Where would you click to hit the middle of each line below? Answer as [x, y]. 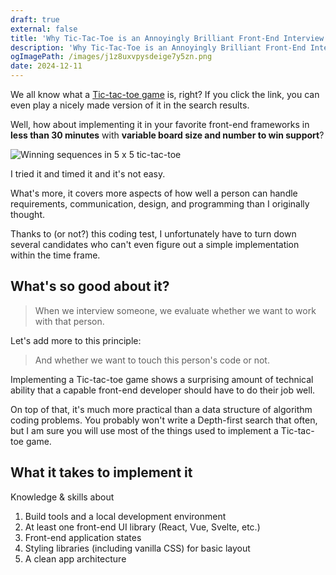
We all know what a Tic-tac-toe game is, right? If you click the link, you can [165, 94]
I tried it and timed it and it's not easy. [88, 174]
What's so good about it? [90, 286]
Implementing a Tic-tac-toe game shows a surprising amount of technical [162, 379]
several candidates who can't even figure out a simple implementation [155, 244]
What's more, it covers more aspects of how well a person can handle [154, 193]
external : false [44, 29]
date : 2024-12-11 [46, 66]
